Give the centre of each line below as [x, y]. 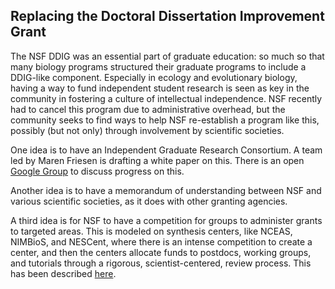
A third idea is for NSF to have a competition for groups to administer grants [166, 220]
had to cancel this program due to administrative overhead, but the [148, 109]
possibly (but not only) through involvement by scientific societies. [147, 130]
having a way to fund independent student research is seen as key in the [160, 88]
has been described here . [63, 273]
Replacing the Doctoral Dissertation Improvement [167, 16]
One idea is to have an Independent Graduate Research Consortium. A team [166, 150]
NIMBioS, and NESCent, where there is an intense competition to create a [161, 241]
